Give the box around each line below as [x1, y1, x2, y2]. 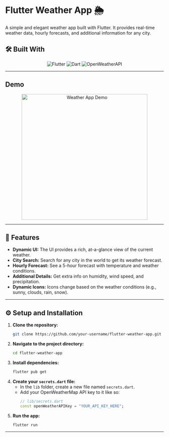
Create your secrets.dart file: [12, 378, 75, 384]
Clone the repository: [12, 322, 58, 328]
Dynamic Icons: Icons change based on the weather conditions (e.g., [12, 284, 157, 290]
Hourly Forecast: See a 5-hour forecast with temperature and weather [12, 263, 159, 269]
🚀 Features [5, 233, 40, 242]
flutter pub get [12, 369, 47, 374]
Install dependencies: [12, 360, 59, 366]
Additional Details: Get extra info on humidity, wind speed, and [12, 273, 144, 280]
